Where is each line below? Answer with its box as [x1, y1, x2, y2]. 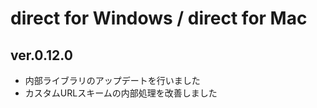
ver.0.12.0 [10, 47, 73, 64]
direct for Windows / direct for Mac [10, 7, 308, 30]
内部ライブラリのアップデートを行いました [24, 75, 201, 86]
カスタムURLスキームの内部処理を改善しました [24, 87, 218, 99]
